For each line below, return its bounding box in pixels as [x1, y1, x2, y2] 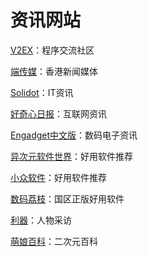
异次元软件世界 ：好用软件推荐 [10, 150, 133, 162]
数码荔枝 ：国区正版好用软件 [10, 192, 125, 205]
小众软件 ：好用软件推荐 [10, 171, 107, 183]
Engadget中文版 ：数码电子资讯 [10, 129, 138, 141]
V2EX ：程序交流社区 [10, 44, 95, 56]
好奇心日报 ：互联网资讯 [10, 107, 107, 120]
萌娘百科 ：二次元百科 [10, 235, 98, 247]
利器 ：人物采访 [10, 214, 72, 226]
